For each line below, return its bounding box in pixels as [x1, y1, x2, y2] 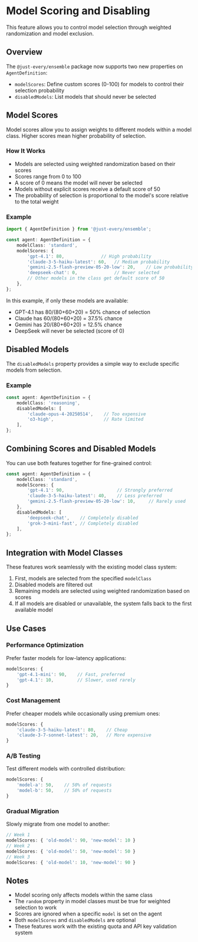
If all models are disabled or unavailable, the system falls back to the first [14, 600, 192, 607]
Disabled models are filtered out [14, 581, 93, 589]
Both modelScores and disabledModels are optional [14, 917, 136, 924]
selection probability [14, 87, 65, 94]
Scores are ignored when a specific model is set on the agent [14, 910, 162, 917]
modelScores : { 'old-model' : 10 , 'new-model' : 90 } [6, 859, 136, 865]
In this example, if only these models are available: [6, 297, 128, 304]
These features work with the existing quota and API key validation [14, 923, 177, 930]
